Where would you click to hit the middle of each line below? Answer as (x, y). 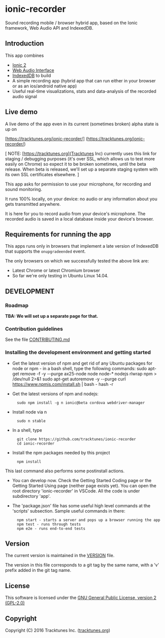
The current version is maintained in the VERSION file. (60, 556)
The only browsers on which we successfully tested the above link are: (77, 261)
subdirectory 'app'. (31, 496)
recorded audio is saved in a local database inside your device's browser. (80, 219)
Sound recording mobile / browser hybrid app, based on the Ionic (71, 23)
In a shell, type (27, 430)
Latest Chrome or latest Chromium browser (56, 270)
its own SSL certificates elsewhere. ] (42, 174)
